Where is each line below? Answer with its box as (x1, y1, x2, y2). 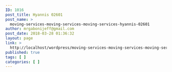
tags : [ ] (5, 54, 27, 60)
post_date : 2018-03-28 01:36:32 (5, 31, 74, 36)
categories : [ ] (5, 59, 40, 64)
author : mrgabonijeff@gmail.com (5, 26, 74, 31)
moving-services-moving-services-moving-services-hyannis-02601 (10, 21, 150, 27)
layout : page (5, 36, 33, 41)
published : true (5, 50, 40, 55)
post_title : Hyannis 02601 (5, 12, 63, 17)
